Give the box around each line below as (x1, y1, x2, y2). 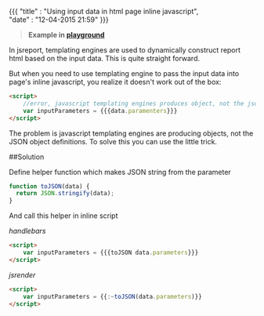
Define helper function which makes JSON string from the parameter (9, 167, 232, 176)
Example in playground (27, 31, 105, 39)
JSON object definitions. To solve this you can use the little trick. (9, 136, 218, 146)
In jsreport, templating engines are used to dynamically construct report (9, 45, 241, 54)
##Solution (9, 152, 45, 162)
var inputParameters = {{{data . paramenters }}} (23, 107, 178, 114)
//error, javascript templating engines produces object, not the (23, 100, 244, 107)
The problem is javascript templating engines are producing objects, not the (9, 129, 254, 138)
